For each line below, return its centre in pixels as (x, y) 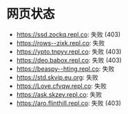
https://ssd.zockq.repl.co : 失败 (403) (68, 34)
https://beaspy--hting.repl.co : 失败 (65, 69)
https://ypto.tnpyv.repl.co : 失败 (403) (69, 52)
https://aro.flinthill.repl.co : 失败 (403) (69, 103)
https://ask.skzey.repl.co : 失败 (59, 94)
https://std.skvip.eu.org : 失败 (57, 77)
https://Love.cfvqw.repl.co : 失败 (62, 86)
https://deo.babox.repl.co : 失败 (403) (69, 60)
